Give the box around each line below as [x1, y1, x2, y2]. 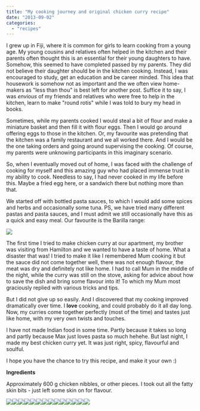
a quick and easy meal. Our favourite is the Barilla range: [6, 217, 146, 224]
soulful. [6, 346, 25, 353]
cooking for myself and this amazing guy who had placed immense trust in [6, 167, 190, 174]
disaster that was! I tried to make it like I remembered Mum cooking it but [6, 252, 186, 259]
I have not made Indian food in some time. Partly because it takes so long [6, 327, 186, 334]
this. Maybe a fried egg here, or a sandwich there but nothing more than [6, 180, 184, 187]
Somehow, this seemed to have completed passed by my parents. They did [6, 61, 191, 68]
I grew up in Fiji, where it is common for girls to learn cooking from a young [6, 42, 191, 49]
